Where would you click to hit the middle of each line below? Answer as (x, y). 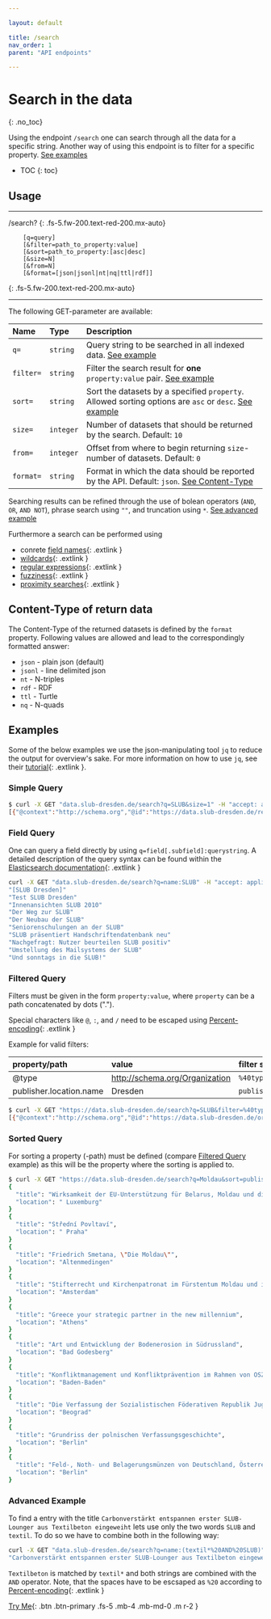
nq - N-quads (42, 705)
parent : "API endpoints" (50, 53)
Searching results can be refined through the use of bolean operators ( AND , (132, 501)
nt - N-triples (42, 679)
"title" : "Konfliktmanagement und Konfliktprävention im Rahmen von (133, 1375)
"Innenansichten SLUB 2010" (56, 905)
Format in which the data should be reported (170, 471)
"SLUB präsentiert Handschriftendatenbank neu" (90, 935)
